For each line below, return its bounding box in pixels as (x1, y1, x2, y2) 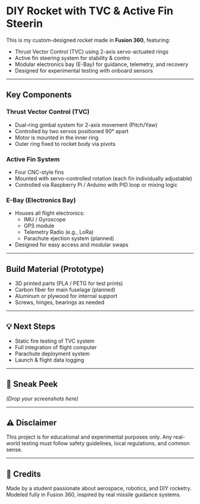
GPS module (23, 222, 55, 230)
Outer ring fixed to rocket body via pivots (14, 140, 116, 147)
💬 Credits (6, 469, 42, 479)
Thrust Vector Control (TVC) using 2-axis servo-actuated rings (14, 48, 168, 55)
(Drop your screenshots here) (6, 395, 79, 402)
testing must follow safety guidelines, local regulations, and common (21, 440, 190, 447)
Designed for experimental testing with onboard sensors (14, 67, 154, 74)
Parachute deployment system (14, 350, 90, 357)
